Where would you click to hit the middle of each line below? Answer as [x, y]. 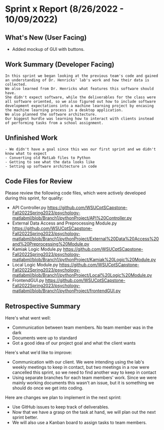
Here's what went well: [28, 318]
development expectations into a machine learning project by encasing [79, 106]
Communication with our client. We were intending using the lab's [78, 362]
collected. [16, 84]
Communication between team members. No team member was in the [83, 328]
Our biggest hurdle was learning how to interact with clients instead [79, 118]
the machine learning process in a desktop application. [64, 110]
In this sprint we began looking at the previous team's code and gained [82, 76]
